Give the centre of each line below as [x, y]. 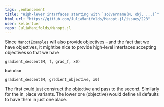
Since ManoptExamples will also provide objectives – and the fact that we [77, 42]
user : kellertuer [23, 23]
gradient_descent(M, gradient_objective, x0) [52, 80]
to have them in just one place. [36, 100]
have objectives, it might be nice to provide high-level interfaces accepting [81, 47]
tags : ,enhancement [25, 10]
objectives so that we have [32, 53]
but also [13, 71]
